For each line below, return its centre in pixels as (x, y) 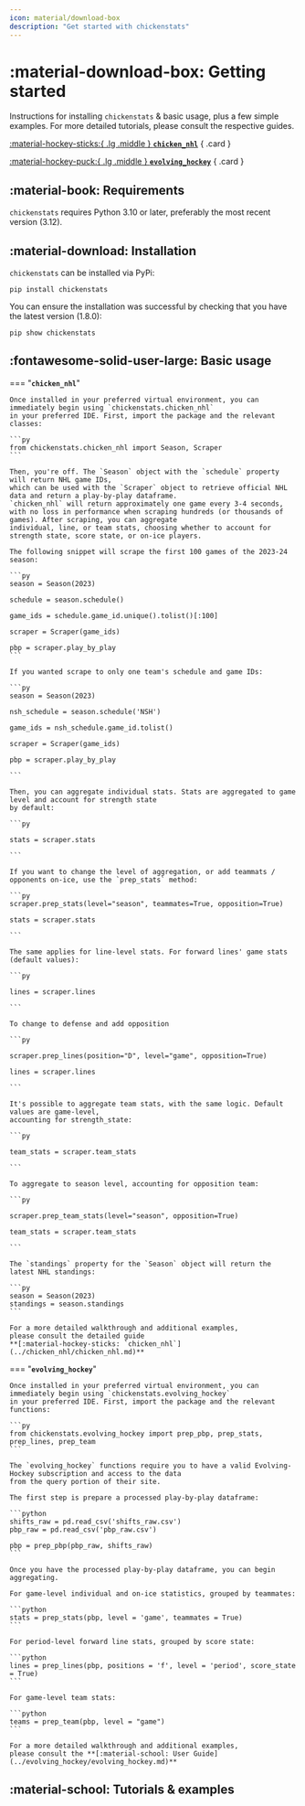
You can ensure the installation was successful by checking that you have (148, 306)
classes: (26, 423)
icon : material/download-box (65, 18)
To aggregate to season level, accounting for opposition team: (134, 1184)
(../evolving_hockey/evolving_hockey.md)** (94, 1761)
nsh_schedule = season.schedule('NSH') (85, 711)
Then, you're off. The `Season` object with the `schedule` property (145, 472)
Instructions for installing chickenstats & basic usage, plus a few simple (144, 116)
